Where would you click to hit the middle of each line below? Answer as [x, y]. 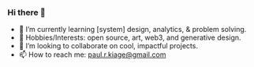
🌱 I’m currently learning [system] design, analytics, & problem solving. [133, 30]
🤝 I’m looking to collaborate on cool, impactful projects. [108, 46]
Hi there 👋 [27, 12]
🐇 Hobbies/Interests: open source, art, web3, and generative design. [130, 37]
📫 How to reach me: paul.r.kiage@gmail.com [92, 55]
